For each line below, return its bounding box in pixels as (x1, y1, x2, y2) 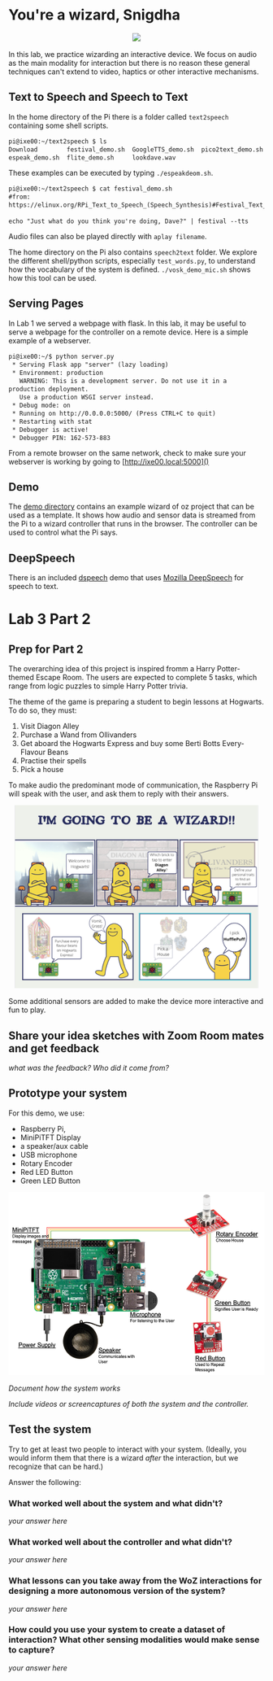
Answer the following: (8, 1477, 81, 1487)
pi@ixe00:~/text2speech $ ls (8, 137, 107, 146)
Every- (222, 739, 245, 749)
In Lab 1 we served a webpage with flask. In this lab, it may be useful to (8, 318, 246, 328)
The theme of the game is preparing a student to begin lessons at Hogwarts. (8, 697, 264, 707)
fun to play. (8, 1005, 46, 1015)
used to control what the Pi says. (8, 527, 118, 538)
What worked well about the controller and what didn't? (8, 1536, 233, 1548)
